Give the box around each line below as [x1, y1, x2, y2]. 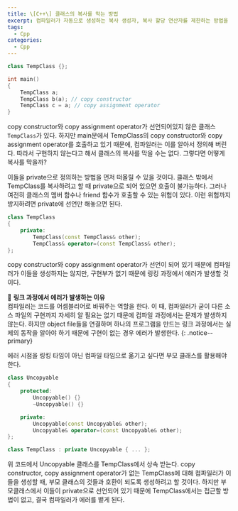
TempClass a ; [20, 89, 59, 96]
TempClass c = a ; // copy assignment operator [20, 102, 161, 109]
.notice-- [187, 329, 213, 337]
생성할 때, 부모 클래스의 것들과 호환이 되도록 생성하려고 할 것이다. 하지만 [20, 478, 220, 486]
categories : [7, 37, 43, 44]
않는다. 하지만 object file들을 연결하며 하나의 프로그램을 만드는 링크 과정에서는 [7, 320, 225, 329]
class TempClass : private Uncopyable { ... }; [7, 446, 151, 454]
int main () [7, 75, 40, 82]
